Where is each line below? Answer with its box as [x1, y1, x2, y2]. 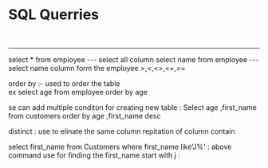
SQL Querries [8, 6, 100, 24]
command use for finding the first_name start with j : [8, 150, 181, 160]
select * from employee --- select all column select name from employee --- [8, 54, 259, 64]
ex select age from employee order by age [8, 87, 148, 96]
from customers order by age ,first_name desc [8, 111, 161, 120]
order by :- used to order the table [8, 78, 120, 88]
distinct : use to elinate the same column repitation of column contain [8, 126, 235, 136]
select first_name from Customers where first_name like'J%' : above [8, 142, 232, 151]
